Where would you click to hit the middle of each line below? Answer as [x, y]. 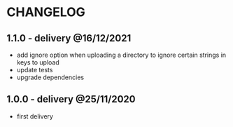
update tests [35, 70]
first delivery [35, 116]
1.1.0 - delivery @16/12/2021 [69, 38]
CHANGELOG [46, 12]
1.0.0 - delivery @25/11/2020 [71, 99]
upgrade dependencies [50, 77]
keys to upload [38, 62]
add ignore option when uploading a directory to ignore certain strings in [121, 55]
